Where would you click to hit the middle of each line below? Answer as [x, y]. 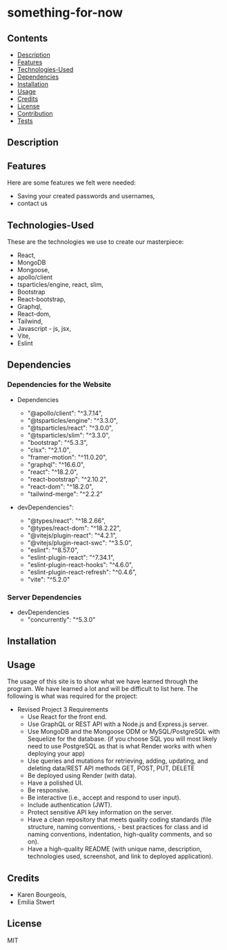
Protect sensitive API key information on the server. [100, 813]
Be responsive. [49, 790]
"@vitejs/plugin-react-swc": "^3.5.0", [80, 542]
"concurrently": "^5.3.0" [61, 619]
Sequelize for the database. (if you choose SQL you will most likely [122, 739]
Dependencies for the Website [59, 385]
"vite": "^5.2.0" [49, 579]
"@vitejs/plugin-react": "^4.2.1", [72, 535]
